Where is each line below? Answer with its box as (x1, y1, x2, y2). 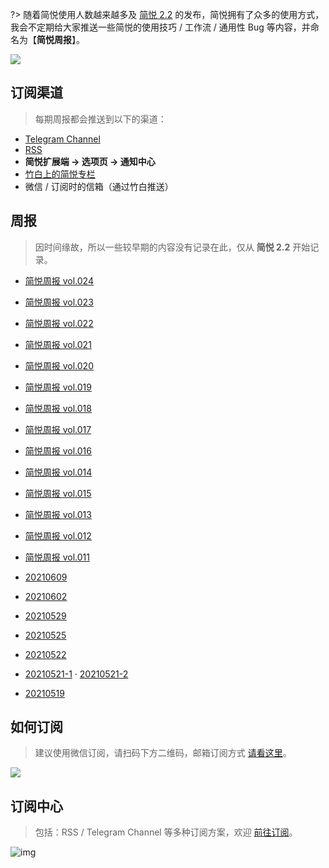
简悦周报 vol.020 (24, 359, 94, 372)
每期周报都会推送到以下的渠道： (34, 113, 167, 125)
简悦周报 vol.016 (24, 444, 92, 457)
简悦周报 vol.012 (24, 529, 92, 542)
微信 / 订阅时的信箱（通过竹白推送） (24, 180, 174, 192)
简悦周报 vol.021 (24, 338, 92, 350)
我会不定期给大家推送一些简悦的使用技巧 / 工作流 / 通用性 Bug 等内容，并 (10, 21, 311, 33)
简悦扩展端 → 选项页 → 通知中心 (24, 155, 156, 167)
